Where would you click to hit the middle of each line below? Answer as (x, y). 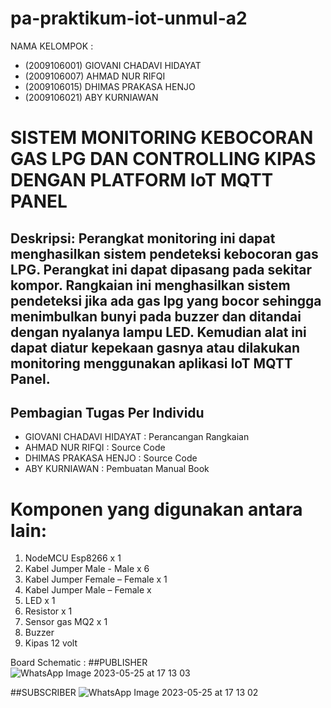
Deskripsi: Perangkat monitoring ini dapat (143, 238)
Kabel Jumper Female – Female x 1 (96, 579)
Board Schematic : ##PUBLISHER (79, 663)
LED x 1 (40, 601)
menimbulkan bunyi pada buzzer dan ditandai (156, 316)
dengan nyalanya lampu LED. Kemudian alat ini (158, 332)
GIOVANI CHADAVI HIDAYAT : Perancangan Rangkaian (137, 437)
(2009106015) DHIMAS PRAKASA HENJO (110, 86)
